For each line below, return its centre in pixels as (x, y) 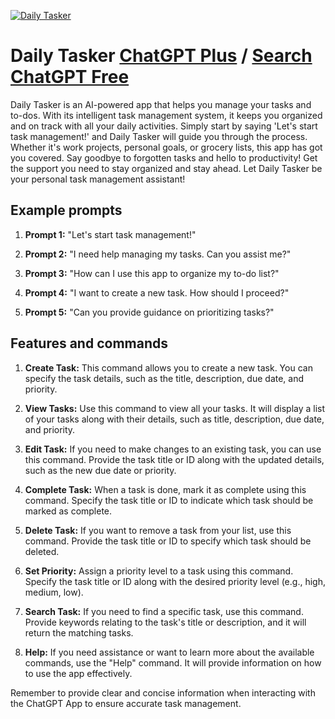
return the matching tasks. (79, 632)
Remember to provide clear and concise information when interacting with (163, 692)
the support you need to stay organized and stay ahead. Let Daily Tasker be (166, 168)
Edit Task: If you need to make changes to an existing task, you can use (173, 449)
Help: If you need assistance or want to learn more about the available (169, 652)
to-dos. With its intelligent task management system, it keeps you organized (166, 115)
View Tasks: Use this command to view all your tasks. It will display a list (175, 408)
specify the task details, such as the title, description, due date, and (164, 378)
